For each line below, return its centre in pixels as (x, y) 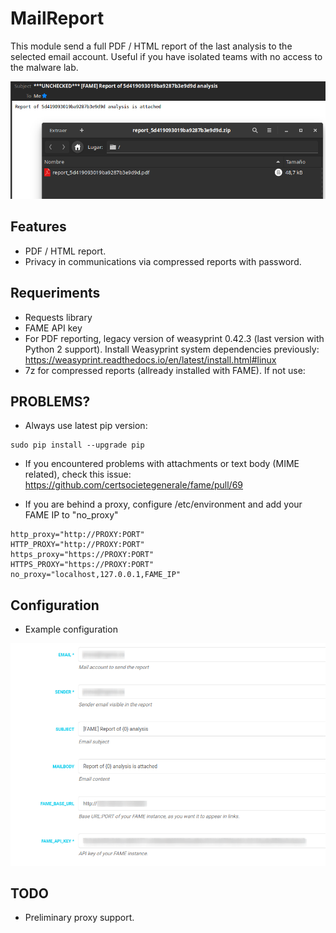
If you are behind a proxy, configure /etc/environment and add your (163, 504)
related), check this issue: (78, 474)
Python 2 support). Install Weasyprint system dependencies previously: (172, 349)
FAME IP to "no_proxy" (71, 515)
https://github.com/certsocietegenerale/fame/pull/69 (134, 485)
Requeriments (55, 293)
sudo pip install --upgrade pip (77, 445)
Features (38, 227)
